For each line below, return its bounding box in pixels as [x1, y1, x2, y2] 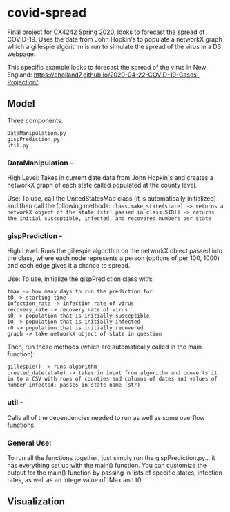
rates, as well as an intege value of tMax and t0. [7, 475, 143, 484]
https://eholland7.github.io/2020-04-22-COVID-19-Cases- [33, 71, 200, 79]
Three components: [7, 116, 64, 125]
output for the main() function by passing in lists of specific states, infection [7, 468, 223, 477]
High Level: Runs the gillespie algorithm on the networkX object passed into [7, 247, 223, 255]
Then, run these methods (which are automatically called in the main [7, 342, 202, 351]
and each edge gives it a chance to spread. [7, 262, 131, 270]
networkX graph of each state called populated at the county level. [7, 181, 198, 190]
